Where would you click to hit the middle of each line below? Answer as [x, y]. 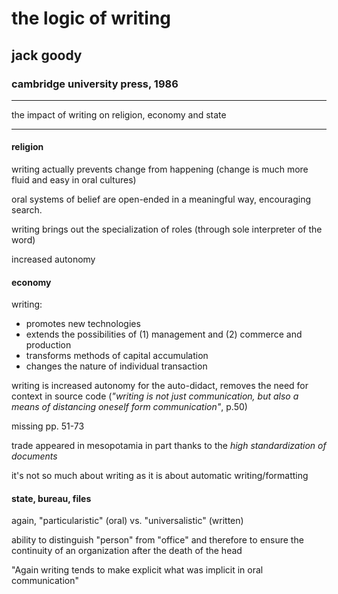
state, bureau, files [51, 498]
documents [34, 456]
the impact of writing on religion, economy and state [119, 114]
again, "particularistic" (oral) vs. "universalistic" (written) [127, 521]
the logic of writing [91, 18]
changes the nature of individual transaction [116, 366]
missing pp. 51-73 [48, 426]
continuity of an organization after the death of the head [127, 551]
